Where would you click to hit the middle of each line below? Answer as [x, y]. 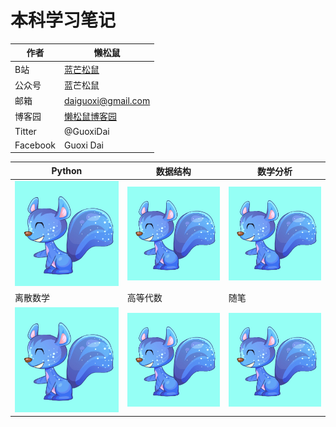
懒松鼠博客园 [90, 117]
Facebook [35, 145]
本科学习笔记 [63, 20]
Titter [25, 131]
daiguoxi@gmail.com [107, 100]
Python [67, 171]
